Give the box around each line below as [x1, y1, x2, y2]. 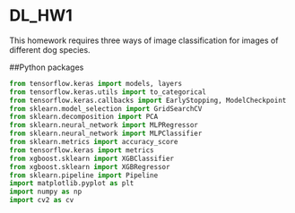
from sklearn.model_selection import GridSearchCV [9, 104, 203, 113]
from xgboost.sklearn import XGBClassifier [9, 154, 175, 163]
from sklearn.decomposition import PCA [9, 113, 159, 122]
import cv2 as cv [9, 196, 74, 205]
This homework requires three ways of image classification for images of [9, 35, 279, 46]
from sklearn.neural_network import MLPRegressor [9, 121, 199, 130]
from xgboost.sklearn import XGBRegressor [9, 162, 170, 171]
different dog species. [9, 44, 91, 55]
